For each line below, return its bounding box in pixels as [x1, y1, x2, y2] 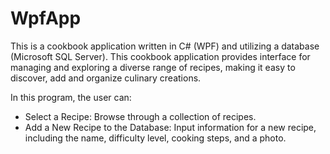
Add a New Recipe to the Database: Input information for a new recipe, [24, 121, 317, 133]
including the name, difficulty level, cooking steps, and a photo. [24, 132, 287, 144]
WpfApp [10, 7, 82, 30]
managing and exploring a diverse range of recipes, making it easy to [10, 61, 296, 73]
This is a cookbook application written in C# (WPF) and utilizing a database [10, 40, 320, 52]
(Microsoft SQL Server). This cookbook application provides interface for [10, 50, 311, 62]
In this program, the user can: [10, 91, 132, 103]
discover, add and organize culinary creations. [10, 72, 202, 84]
